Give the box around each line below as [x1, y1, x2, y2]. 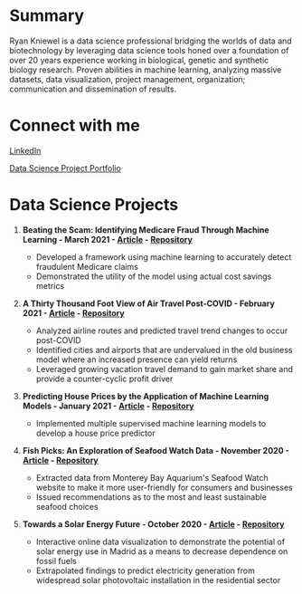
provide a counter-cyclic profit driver [35, 373, 174, 384]
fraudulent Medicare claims [35, 261, 138, 272]
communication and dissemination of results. [9, 83, 177, 94]
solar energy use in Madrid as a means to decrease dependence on [35, 545, 288, 557]
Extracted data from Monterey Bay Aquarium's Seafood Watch [35, 472, 269, 483]
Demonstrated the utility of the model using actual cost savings [35, 271, 272, 282]
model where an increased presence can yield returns [35, 354, 238, 365]
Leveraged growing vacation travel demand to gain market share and [35, 363, 294, 374]
